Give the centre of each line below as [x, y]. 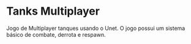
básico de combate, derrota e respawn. [56, 34]
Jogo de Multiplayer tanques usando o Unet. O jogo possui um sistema [96, 28]
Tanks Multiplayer [53, 11]
